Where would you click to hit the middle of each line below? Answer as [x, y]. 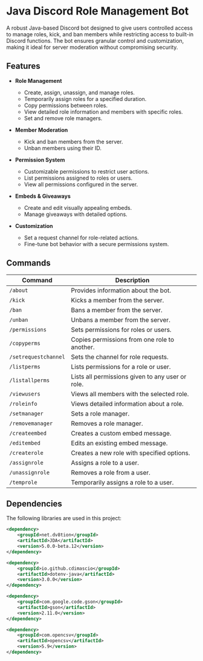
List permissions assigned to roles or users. [78, 178]
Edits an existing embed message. [119, 443]
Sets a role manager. [100, 414]
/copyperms [25, 343]
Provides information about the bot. [121, 290]
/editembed [25, 443]
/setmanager [27, 413]
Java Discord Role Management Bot [98, 11]
